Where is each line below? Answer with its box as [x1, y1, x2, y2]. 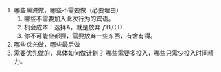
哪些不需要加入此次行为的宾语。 [23, 14, 115, 23]
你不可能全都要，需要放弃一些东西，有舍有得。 [23, 32, 156, 40]
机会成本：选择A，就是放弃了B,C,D [23, 23, 123, 31]
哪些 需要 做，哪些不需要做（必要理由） [13, 6, 122, 14]
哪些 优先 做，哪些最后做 [13, 40, 80, 48]
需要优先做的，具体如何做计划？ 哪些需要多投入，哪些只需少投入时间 [13, 49, 208, 57]
